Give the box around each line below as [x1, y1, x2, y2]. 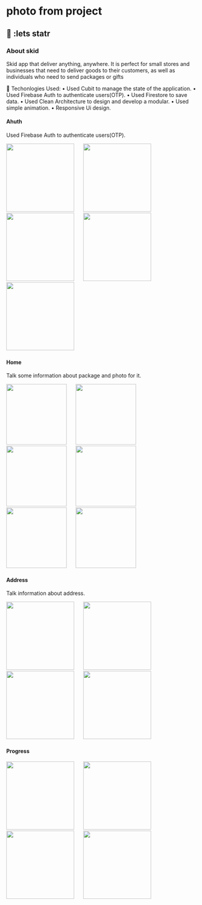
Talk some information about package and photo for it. [6, 372, 142, 379]
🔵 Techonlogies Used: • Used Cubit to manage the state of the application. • [6, 85, 197, 92]
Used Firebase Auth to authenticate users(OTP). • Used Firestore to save [6, 91, 188, 98]
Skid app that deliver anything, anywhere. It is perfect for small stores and [6, 60, 190, 67]
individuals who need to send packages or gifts [6, 73, 124, 80]
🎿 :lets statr [6, 28, 51, 39]
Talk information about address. [6, 589, 86, 597]
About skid [6, 47, 39, 55]
